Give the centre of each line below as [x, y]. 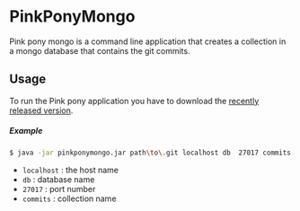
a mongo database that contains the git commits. [100, 50]
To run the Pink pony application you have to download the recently [134, 101]
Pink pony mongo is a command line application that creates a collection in [148, 41]
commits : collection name [69, 198]
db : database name [58, 179]
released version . [41, 110]
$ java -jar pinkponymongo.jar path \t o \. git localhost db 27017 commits [150, 153]
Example [26, 131]
